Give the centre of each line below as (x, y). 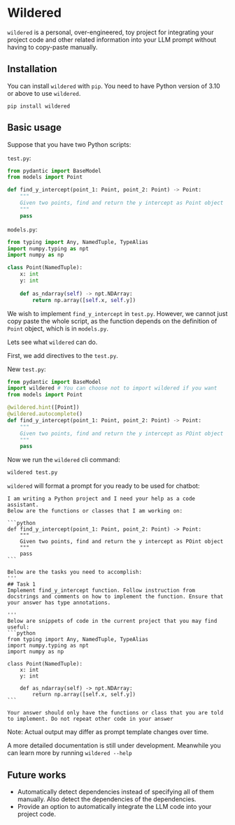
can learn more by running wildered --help (70, 753)
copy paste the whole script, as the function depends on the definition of (112, 321)
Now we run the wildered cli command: (64, 460)
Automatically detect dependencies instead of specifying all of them (116, 792)
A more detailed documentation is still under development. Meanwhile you (114, 745)
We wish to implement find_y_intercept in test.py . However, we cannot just (117, 313)
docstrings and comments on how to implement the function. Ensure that (115, 597)
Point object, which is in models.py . (58, 328)
